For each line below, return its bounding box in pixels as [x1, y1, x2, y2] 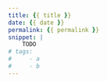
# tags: [8, 48, 34, 55]
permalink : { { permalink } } [8, 26, 100, 34]
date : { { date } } [8, 19, 65, 27]
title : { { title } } [8, 11, 72, 20]
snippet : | [8, 33, 44, 41]
